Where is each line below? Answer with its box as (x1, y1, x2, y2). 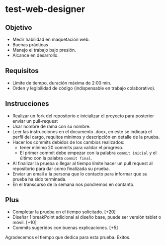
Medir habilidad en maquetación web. (12, 36, 90, 42)
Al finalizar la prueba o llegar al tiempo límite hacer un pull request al (12, 160, 153, 166)
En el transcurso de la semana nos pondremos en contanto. (12, 181, 135, 187)
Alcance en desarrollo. (12, 52, 59, 58)
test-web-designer (5, 3, 85, 15)
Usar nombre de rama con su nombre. (12, 123, 91, 129)
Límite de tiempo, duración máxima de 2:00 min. (12, 80, 112, 85)
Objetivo (5, 23, 32, 32)
